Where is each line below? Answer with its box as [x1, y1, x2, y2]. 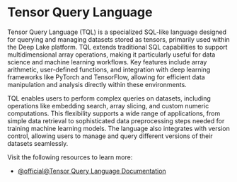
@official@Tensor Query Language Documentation [17, 166, 166, 175]
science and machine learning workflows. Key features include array [7, 57, 207, 66]
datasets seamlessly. [7, 139, 69, 147]
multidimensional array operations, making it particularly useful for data [7, 50, 216, 59]
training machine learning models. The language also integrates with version [7, 124, 230, 132]
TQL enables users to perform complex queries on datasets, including [7, 93, 211, 103]
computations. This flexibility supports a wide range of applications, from [7, 109, 221, 118]
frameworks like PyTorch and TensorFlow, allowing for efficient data [7, 72, 205, 81]
